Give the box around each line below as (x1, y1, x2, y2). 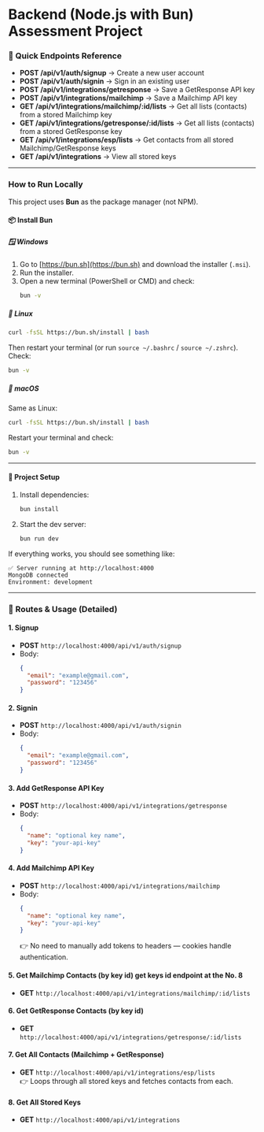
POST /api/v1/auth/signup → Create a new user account (19, 69, 204, 78)
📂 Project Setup (8, 473, 60, 482)
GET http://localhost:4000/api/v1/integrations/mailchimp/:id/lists (19, 988, 251, 997)
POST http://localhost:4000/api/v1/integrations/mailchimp (19, 881, 221, 890)
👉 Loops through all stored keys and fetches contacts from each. (19, 1076, 233, 1086)
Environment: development (8, 577, 93, 586)
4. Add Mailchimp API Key (8, 863, 94, 873)
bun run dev (19, 534, 59, 543)
